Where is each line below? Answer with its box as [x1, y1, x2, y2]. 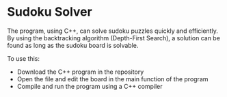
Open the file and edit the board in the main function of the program [16, 74, 209, 83]
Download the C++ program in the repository [16, 68, 144, 76]
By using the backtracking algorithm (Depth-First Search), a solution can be [7, 33, 221, 42]
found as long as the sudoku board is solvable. [7, 41, 139, 49]
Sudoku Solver [7, 4, 92, 20]
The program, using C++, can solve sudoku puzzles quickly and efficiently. [7, 27, 219, 35]
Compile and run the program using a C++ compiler [16, 82, 163, 90]
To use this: [7, 54, 40, 62]
